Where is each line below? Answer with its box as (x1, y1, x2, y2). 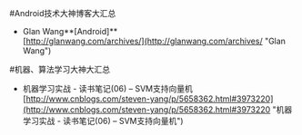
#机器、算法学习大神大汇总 (9, 64, 111, 74)
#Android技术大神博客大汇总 (9, 8, 116, 18)
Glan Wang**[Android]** (22, 26, 118, 36)
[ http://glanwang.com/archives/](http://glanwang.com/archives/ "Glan (22, 35, 287, 46)
